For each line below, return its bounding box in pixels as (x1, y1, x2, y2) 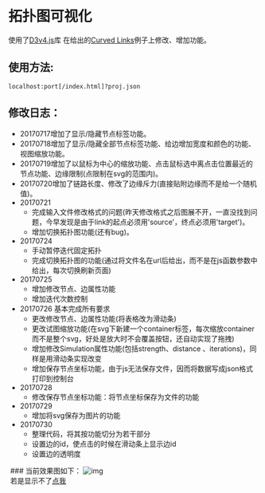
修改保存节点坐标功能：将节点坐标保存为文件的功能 (31, 392, 200, 401)
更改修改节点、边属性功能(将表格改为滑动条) (31, 314, 177, 323)
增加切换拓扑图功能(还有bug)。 (31, 227, 134, 236)
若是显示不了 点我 (10, 475, 66, 485)
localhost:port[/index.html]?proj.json (8, 82, 141, 90)
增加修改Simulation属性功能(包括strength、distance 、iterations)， (31, 344, 250, 353)
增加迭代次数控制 (31, 294, 88, 303)
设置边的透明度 (31, 448, 81, 459)
